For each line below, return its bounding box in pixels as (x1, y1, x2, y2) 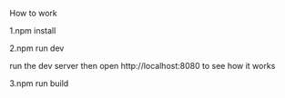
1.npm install (9, 25, 56, 35)
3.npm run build (9, 78, 69, 89)
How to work (9, 8, 57, 18)
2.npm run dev (9, 43, 65, 54)
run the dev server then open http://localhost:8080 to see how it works (9, 61, 276, 71)
